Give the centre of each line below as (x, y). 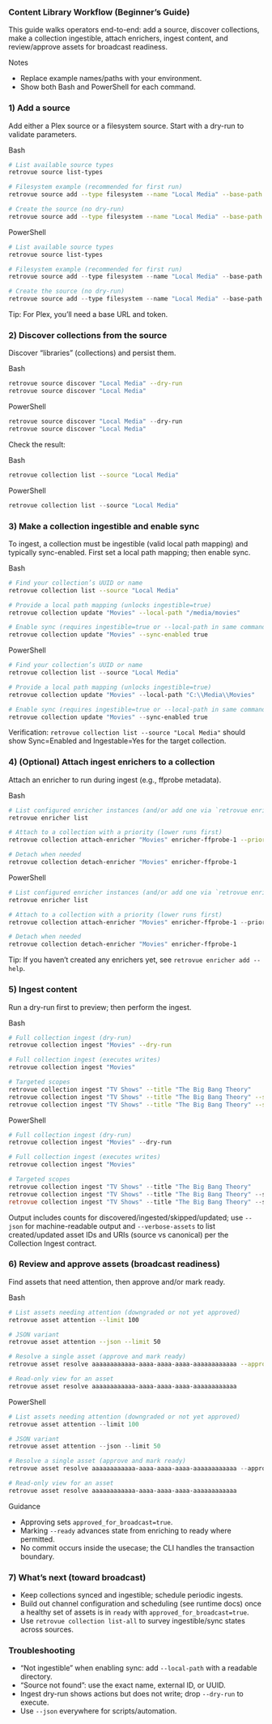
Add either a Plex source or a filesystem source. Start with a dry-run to (126, 126)
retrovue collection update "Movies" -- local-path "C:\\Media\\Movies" (132, 695)
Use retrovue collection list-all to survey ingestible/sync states (132, 1621)
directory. (36, 1677)
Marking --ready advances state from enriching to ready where (126, 1530)
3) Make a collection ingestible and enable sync (104, 526)
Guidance (24, 1506)
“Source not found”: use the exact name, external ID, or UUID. (123, 1685)
